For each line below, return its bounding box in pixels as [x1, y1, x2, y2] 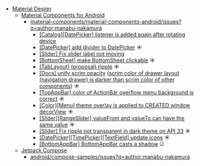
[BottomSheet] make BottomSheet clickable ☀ [39, 57, 156, 64]
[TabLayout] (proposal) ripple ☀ [39, 63, 120, 70]
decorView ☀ [39, 108, 74, 115]
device [39, 38, 56, 44]
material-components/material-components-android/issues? [30, 18, 182, 25]
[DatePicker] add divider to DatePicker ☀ [39, 44, 142, 51]
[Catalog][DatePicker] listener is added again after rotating [39, 31, 186, 38]
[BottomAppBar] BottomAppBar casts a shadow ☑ [39, 141, 165, 147]
